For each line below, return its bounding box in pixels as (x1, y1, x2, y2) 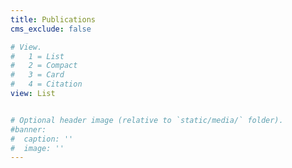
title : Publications (10, 14, 97, 25)
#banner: (10, 124, 47, 135)
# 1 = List (10, 51, 65, 61)
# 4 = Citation (10, 79, 83, 90)
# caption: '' (10, 134, 74, 144)
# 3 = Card (10, 70, 65, 80)
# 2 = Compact (10, 61, 78, 71)
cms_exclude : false (10, 24, 92, 34)
